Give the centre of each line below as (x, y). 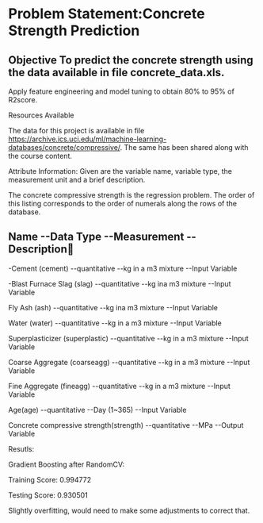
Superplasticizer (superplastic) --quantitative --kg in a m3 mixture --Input (128, 338)
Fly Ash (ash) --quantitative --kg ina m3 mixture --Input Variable (113, 307)
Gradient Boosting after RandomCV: (67, 464)
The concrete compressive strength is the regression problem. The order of (131, 195)
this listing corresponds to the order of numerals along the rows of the (123, 204)
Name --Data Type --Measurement (96, 237)
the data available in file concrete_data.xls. (116, 72)
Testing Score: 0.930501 (48, 495)
